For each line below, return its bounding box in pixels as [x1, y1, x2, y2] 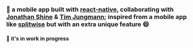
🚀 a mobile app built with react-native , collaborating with [6, 5, 174, 14]
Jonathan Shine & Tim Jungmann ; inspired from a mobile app [6, 12, 187, 21]
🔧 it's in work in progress [6, 35, 69, 42]
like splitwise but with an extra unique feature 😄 [6, 20, 149, 28]
